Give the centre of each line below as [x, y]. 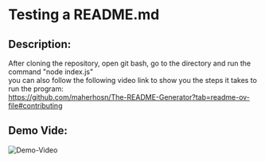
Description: [40, 44]
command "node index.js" [51, 72]
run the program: [36, 89]
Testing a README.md [84, 15]
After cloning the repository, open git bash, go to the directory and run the [130, 63]
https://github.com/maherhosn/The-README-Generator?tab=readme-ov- [129, 97]
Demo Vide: [38, 130]
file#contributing [35, 106]
